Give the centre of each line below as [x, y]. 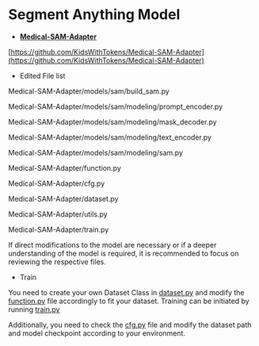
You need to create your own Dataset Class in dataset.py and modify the [126, 292]
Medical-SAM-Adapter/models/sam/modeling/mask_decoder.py [112, 121]
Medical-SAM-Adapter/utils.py [58, 214]
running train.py [34, 309]
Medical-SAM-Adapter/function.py [65, 167]
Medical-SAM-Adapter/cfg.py [57, 183]
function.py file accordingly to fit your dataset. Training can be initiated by [129, 301]
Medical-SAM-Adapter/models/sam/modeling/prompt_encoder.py [116, 106]
